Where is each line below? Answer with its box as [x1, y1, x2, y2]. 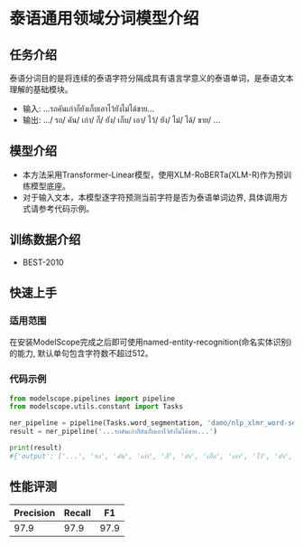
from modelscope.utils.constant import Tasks [9, 402, 183, 411]
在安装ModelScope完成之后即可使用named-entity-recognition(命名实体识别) [9, 336, 292, 348]
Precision [14, 506, 56, 519]
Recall [63, 506, 92, 519]
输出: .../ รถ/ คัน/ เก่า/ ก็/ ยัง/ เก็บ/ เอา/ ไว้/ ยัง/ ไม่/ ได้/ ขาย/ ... [22, 115, 221, 125]
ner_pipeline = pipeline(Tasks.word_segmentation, [9, 419, 204, 428]
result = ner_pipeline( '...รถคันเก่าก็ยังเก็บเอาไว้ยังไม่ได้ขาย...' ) [9, 427, 218, 437]
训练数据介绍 [9, 232, 81, 248]
